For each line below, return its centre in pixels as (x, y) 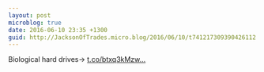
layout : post (30, 15)
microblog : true (35, 23)
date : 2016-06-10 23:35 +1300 (58, 30)
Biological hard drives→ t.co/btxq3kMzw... (77, 59)
